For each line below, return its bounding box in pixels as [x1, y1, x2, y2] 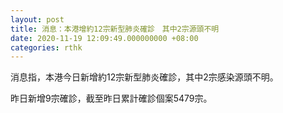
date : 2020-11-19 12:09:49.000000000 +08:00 [10, 33, 199, 43]
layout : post [10, 14, 65, 25]
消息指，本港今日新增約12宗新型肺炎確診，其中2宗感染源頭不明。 [10, 71, 279, 83]
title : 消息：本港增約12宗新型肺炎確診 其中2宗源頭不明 [10, 24, 220, 34]
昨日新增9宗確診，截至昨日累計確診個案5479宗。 [10, 92, 213, 105]
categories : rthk [10, 42, 83, 53]
